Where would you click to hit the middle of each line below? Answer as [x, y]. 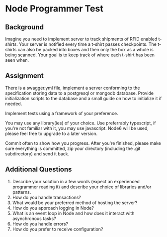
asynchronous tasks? [34, 218]
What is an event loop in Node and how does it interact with [73, 213]
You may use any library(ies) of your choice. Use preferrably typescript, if [81, 123]
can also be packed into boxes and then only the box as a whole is [86, 50]
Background [24, 27]
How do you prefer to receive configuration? [58, 229]
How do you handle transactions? [46, 197]
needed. [14, 104]
